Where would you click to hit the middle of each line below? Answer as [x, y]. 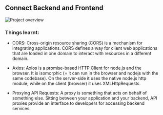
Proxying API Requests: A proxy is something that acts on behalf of [80, 93]
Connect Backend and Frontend [54, 8]
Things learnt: [22, 32]
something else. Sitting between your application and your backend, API [85, 98]
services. [21, 109]
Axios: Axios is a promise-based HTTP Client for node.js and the [77, 68]
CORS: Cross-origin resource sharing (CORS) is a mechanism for [77, 43]
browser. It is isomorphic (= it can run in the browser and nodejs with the [85, 73]
